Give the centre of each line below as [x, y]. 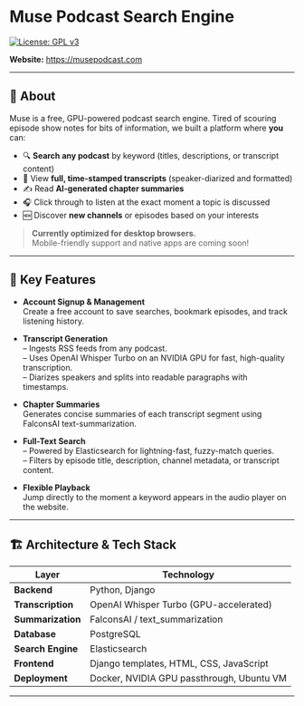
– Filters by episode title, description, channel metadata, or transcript [151, 460]
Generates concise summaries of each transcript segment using [142, 413]
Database [35, 634]
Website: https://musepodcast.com [76, 59]
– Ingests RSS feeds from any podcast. [95, 348]
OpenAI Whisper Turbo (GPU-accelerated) [181, 604]
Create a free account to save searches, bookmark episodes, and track [155, 311]
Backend [33, 590]
